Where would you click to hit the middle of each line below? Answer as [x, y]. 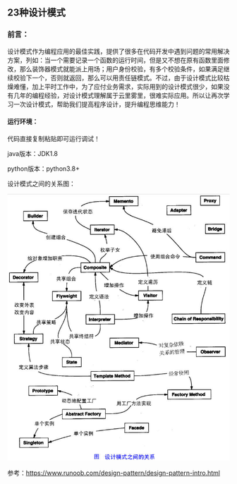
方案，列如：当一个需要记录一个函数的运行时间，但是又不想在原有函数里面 [115, 60]
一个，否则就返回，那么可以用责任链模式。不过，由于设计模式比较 [127, 78]
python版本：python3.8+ [43, 169]
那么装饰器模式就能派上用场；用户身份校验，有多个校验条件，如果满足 [121, 68]
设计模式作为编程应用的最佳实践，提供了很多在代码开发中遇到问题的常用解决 [119, 51]
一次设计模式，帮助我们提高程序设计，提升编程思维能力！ [97, 104]
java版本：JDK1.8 [33, 153]
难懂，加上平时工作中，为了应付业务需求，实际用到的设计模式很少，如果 [118, 86]
